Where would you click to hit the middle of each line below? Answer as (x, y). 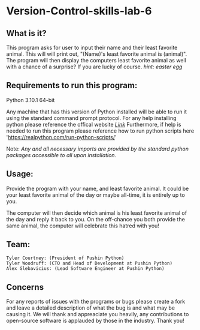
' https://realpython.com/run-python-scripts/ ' (61, 137)
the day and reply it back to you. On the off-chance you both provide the (96, 219)
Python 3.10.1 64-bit (31, 100)
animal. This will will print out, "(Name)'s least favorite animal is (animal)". (97, 54)
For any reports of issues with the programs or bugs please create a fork (96, 302)
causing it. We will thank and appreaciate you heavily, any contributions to (98, 314)
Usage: (20, 174)
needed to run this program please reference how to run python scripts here (100, 131)
